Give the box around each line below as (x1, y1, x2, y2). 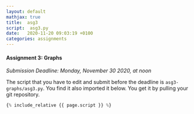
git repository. (6, 91, 40, 98)
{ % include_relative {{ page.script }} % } (6, 102, 112, 109)
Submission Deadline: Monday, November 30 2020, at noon (6, 67, 152, 74)
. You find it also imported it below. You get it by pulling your (43, 85, 188, 92)
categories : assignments (6, 36, 67, 42)
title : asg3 (6, 19, 38, 25)
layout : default (6, 8, 46, 15)
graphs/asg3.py (6, 86, 44, 92)
